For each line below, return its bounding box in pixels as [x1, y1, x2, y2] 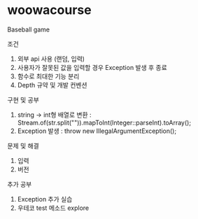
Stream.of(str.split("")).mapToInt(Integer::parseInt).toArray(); [17, 118, 191, 127]
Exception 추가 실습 [17, 195, 73, 203]
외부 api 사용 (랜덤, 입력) [17, 55, 85, 63]
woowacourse [7, 2, 92, 18]
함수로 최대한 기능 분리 [17, 72, 80, 80]
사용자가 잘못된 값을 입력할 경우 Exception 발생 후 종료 [17, 63, 168, 71]
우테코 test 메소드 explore [17, 204, 90, 212]
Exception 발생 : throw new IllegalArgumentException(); [17, 127, 177, 135]
